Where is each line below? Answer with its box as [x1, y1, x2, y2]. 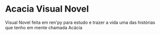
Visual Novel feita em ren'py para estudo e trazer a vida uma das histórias [5, 19, 156, 25]
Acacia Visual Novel [5, 3, 89, 15]
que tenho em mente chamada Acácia [5, 24, 82, 30]
